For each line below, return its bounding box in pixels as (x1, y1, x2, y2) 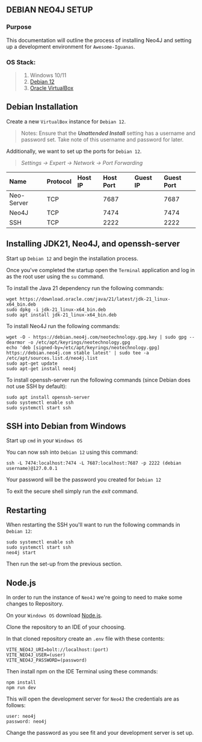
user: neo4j (6, 713, 36, 720)
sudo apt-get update (6, 360, 58, 366)
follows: (6, 702, 26, 709)
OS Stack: (6, 58, 36, 66)
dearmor (6, 339, 26, 345)
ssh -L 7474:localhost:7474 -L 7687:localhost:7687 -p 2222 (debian (6, 460, 182, 466)
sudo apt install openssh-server (6, 394, 90, 400)
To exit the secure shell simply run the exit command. (6, 487, 138, 495)
